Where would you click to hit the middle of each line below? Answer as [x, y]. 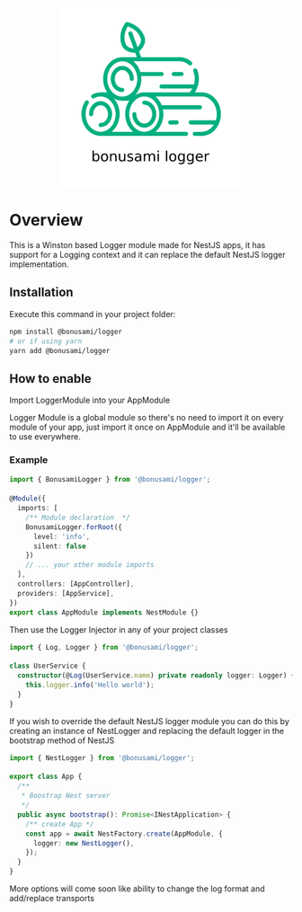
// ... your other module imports [90, 565]
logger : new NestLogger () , [84, 843]
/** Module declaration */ [78, 518]
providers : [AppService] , [66, 593]
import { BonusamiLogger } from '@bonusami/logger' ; [110, 480]
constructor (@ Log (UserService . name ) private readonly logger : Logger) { [156, 676]
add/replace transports [52, 899]
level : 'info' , [62, 536]
